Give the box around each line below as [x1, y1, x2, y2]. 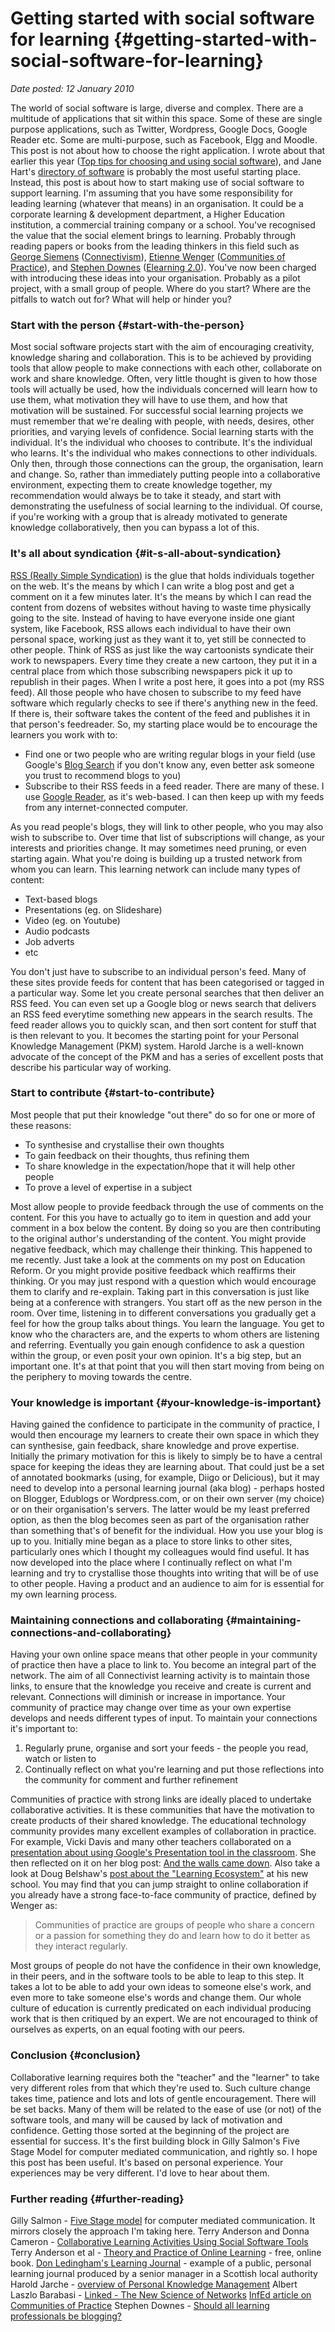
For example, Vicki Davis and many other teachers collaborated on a [10, 1836, 292, 1848]
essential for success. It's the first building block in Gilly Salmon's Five [10, 2135, 300, 2147]
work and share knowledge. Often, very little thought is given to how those [10, 373, 318, 385]
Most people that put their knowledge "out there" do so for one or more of [10, 1108, 316, 1121]
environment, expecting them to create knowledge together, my [10, 479, 273, 491]
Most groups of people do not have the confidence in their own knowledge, [10, 1960, 322, 1972]
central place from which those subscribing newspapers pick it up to [10, 665, 293, 677]
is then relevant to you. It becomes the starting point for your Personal [10, 1029, 299, 1041]
